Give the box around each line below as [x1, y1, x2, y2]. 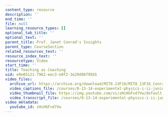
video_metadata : [5, 100, 39, 105]
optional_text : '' [5, 35, 43, 40]
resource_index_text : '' [5, 53, 57, 59]
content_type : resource [5, 7, 55, 12]
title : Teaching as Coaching [5, 68, 66, 73]
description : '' [5, 12, 39, 17]
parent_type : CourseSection [5, 44, 64, 49]
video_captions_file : [9, 86, 55, 91]
